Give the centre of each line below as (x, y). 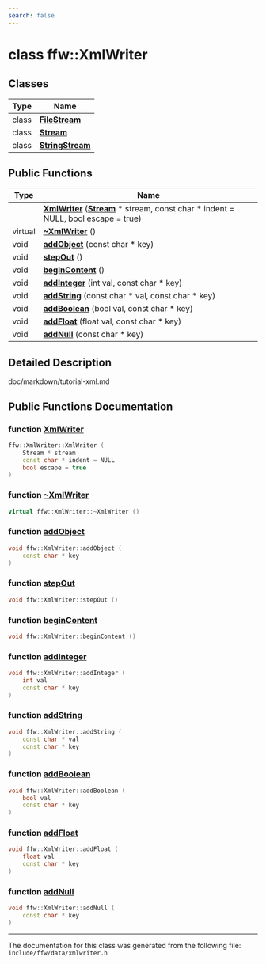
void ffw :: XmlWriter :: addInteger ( (67, 674)
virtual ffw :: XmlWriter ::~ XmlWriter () (74, 511)
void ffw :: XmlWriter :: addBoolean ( (67, 791)
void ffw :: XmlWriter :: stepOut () (63, 600)
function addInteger (47, 656)
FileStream (60, 120)
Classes (28, 84)
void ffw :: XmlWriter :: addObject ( (65, 548)
